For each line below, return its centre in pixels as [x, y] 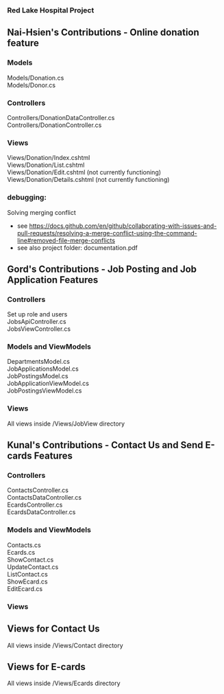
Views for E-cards [46, 667]
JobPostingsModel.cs [38, 376]
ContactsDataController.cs [45, 498]
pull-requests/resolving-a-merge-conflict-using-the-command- [107, 233]
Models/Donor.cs [32, 85]
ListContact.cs [27, 574]
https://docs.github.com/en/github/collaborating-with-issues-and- [123, 226]
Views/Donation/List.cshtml [46, 165]
